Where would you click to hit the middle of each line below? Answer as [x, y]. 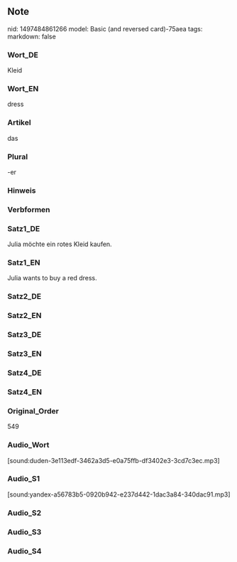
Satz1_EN [24, 263]
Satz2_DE [24, 297]
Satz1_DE [24, 228]
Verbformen [29, 209]
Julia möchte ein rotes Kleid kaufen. [60, 244]
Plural [18, 157]
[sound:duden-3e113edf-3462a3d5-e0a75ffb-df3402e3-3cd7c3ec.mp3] [114, 460]
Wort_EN [23, 89]
